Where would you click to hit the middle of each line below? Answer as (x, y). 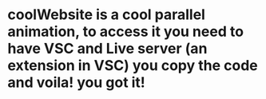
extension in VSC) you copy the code (133, 66)
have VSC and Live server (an (107, 49)
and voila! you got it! (76, 83)
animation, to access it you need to (126, 32)
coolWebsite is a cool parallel (106, 15)
